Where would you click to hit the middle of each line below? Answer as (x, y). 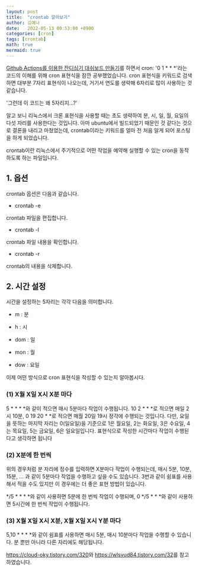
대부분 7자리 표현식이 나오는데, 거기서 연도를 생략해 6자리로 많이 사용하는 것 (105, 83)
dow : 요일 (27, 365)
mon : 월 (25, 352)
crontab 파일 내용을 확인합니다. (42, 242)
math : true (20, 45)
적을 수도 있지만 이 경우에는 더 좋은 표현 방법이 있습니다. (82, 484)
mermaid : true (24, 50)
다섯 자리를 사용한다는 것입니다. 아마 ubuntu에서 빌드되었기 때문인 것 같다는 (94, 123)
